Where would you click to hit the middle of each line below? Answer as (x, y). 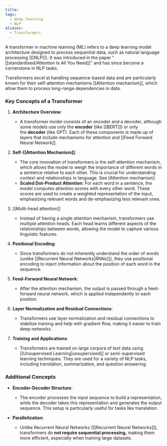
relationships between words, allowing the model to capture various (89, 229)
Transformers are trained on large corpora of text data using (81, 348)
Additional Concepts (31, 377)
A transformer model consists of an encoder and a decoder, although (91, 122)
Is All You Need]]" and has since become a (100, 63)
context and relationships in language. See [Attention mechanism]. (88, 178)
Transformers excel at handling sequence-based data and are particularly (81, 78)
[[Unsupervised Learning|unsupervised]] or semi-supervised (82, 354)
